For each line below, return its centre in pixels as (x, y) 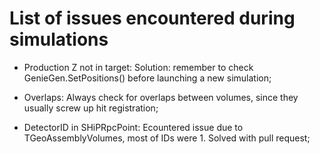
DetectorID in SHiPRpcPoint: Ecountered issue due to (133, 127)
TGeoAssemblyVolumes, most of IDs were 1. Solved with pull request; (167, 138)
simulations (59, 39)
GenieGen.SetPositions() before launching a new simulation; (147, 78)
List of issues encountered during (152, 18)
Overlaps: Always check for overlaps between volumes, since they (161, 97)
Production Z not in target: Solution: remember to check (138, 67)
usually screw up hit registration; (91, 108)
